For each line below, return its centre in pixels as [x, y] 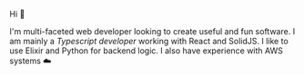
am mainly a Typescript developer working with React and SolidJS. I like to [149, 41]
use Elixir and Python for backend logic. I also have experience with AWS [147, 51]
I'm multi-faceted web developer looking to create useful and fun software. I [152, 31]
